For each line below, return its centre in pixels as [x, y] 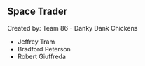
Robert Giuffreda [42, 56]
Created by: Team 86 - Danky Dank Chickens [72, 28]
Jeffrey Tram [36, 42]
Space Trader [37, 11]
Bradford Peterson [44, 49]
